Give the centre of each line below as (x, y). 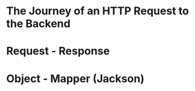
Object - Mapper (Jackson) (75, 78)
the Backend (38, 24)
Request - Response (58, 51)
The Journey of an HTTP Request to (97, 11)
